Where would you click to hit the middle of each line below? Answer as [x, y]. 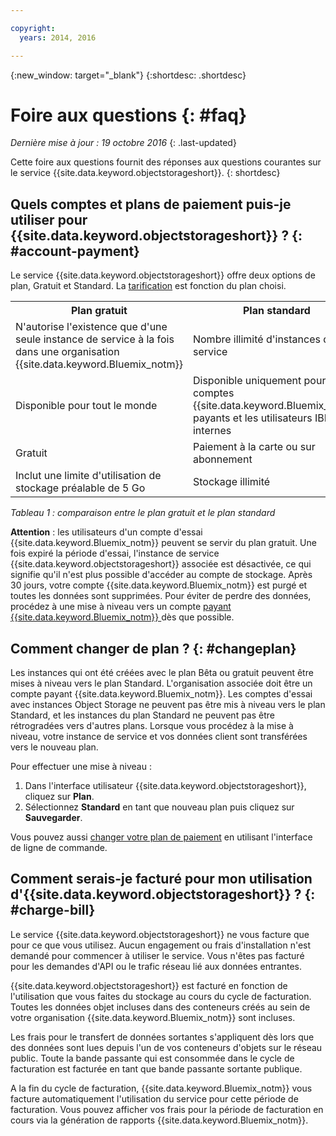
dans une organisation [67, 352]
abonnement [222, 459]
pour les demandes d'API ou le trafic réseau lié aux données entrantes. [156, 966]
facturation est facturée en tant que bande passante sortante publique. [156, 1068]
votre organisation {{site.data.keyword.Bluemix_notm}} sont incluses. [153, 1017]
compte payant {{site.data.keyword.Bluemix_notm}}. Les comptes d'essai [161, 694]
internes [212, 431]
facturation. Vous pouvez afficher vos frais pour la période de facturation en [167, 1109]
